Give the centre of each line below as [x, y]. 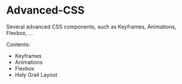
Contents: [18, 44]
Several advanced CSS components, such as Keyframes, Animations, [91, 27]
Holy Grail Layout [36, 75]
